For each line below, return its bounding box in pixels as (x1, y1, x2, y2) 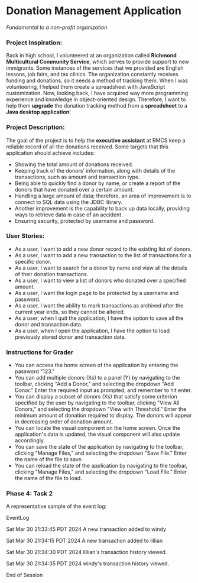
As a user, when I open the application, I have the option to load (14, 327, 170, 334)
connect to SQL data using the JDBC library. (14, 198, 123, 205)
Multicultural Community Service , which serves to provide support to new (6, 58, 189, 66)
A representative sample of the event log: (6, 503, 107, 510)
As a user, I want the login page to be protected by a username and (14, 289, 179, 296)
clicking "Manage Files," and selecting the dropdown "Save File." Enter (14, 449, 187, 456)
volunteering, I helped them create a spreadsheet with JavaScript (6, 83, 165, 90)
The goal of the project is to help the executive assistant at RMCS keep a (6, 137, 186, 144)
